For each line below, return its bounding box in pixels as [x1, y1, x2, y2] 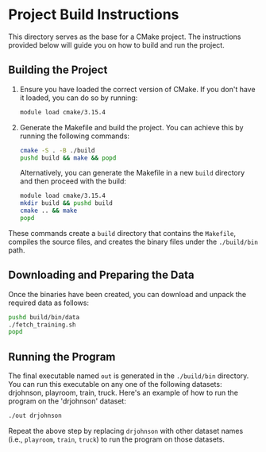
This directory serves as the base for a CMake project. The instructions [8, 32, 241, 41]
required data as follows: [8, 298, 90, 307]
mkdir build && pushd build [19, 199, 113, 207]
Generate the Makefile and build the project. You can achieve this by [19, 122, 244, 132]
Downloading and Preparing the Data [8, 268, 195, 282]
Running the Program [8, 350, 116, 363]
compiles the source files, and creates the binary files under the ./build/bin [8, 237, 258, 246]
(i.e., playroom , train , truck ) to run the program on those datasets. [8, 435, 225, 444]
